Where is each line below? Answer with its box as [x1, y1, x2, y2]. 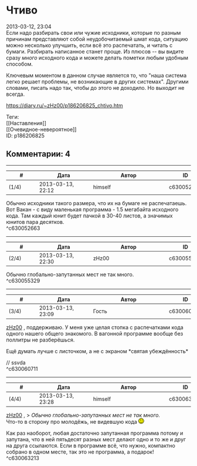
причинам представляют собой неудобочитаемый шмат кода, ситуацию [6, 35, 189, 42]
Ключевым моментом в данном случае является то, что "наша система [6, 72, 186, 79]
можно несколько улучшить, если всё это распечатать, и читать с [6, 42, 173, 49]
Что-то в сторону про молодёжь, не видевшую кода [6, 418, 138, 425]
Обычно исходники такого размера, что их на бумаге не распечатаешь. [6, 200, 187, 206]
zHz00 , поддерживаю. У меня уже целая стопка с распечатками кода [6, 324, 184, 331]
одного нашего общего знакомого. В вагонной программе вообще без [6, 330, 184, 337]
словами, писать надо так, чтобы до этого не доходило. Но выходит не [6, 84, 185, 91]
